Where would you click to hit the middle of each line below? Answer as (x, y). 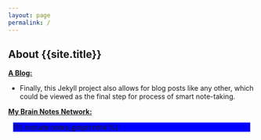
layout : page (29, 15)
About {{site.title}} (55, 54)
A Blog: (20, 73)
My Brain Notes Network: (50, 112)
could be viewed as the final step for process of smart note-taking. (127, 97)
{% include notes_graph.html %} (66, 127)
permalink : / (29, 23)
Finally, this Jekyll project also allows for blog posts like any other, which (136, 88)
